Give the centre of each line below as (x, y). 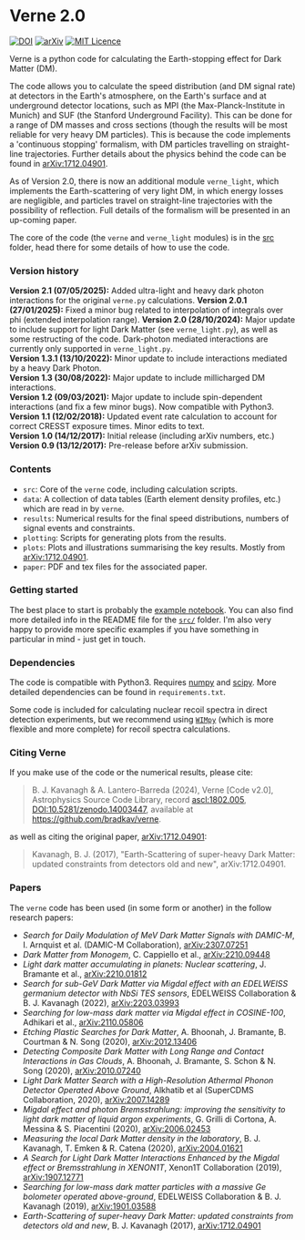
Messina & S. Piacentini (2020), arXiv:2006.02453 (117, 1128)
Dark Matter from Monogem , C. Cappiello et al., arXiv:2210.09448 (146, 954)
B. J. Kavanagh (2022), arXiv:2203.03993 (101, 1002)
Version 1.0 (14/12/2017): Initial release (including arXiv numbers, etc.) (142, 436)
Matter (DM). (33, 68)
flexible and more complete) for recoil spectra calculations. (120, 729)
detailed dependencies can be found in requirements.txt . (117, 692)
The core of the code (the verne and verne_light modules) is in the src (142, 237)
